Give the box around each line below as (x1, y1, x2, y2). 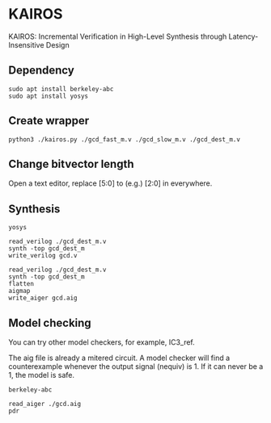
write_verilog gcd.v (8, 252, 78, 260)
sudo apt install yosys (8, 92, 89, 100)
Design (45, 40, 70, 49)
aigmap (8, 287, 31, 295)
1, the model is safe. (8, 371, 75, 379)
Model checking (8, 316, 91, 329)
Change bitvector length (8, 157, 135, 170)
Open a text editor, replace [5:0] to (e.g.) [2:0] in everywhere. (8, 178, 213, 188)
